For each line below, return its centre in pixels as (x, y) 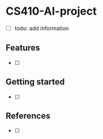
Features (23, 48)
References (28, 116)
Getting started (35, 82)
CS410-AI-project (51, 11)
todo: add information (42, 28)
